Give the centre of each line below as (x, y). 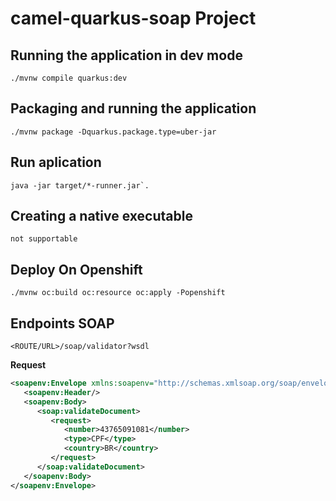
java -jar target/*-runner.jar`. (80, 185)
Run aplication (56, 162)
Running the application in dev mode (126, 55)
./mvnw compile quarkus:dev (69, 78)
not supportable (44, 239)
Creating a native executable (101, 216)
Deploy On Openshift (76, 269)
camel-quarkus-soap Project (133, 18)
